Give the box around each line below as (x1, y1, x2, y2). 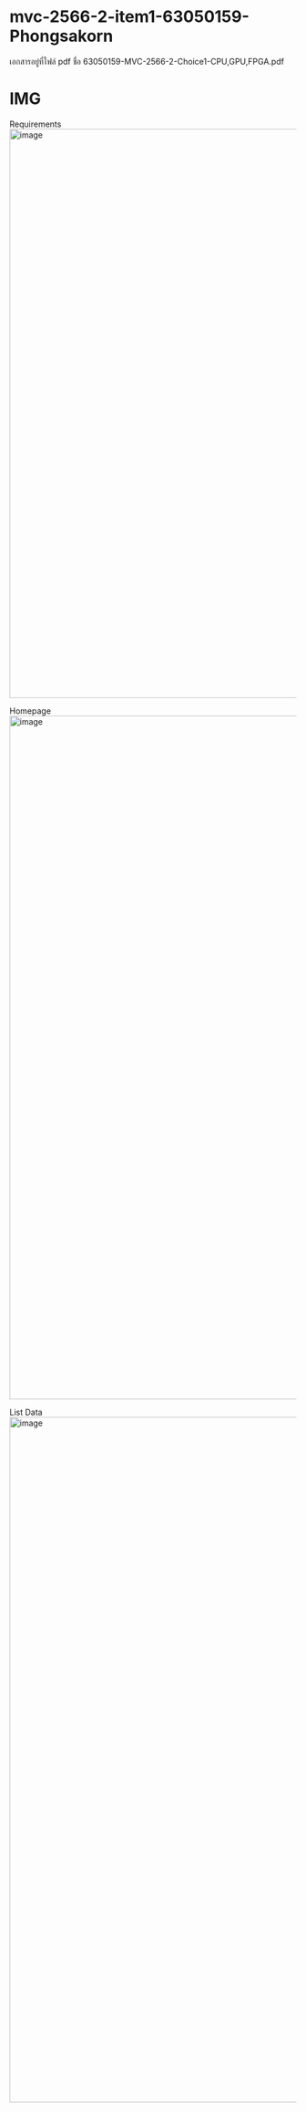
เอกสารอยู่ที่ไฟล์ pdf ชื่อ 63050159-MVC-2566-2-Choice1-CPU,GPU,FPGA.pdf (9, 56, 285, 67)
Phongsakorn (9, 26, 114, 46)
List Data (9, 1406, 43, 1417)
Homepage (9, 705, 52, 716)
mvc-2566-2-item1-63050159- (9, 6, 250, 27)
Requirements (9, 118, 62, 129)
